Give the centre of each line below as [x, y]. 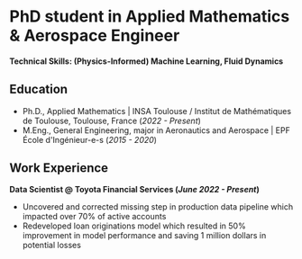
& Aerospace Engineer [95, 36]
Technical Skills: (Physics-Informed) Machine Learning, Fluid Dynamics [146, 61]
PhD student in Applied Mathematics [150, 17]
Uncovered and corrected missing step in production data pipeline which [158, 207]
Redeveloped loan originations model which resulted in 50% [134, 226]
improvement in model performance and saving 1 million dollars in [144, 236]
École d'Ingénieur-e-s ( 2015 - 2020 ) [90, 139]
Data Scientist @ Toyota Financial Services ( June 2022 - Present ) [134, 190]
